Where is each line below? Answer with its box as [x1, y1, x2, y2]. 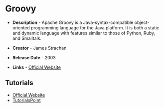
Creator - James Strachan [12, 45, 67, 51]
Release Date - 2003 [12, 54, 56, 60]
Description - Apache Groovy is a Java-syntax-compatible [12, 19, 134, 25]
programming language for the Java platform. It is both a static [30, 24, 160, 30]
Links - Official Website [12, 64, 61, 70]
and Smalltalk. [12, 35, 42, 41]
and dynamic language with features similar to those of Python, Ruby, [12, 30, 156, 36]
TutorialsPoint [12, 97, 41, 103]
